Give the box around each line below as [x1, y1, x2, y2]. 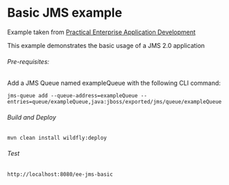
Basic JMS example [7, 5, 123, 21]
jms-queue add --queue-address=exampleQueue [7, 92, 138, 99]
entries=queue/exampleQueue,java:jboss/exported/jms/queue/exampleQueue [7, 99, 222, 106]
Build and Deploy [7, 113, 57, 121]
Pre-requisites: [7, 57, 50, 65]
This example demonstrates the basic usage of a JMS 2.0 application [7, 41, 205, 49]
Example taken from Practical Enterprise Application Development [7, 28, 196, 36]
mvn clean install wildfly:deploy [7, 134, 108, 142]
